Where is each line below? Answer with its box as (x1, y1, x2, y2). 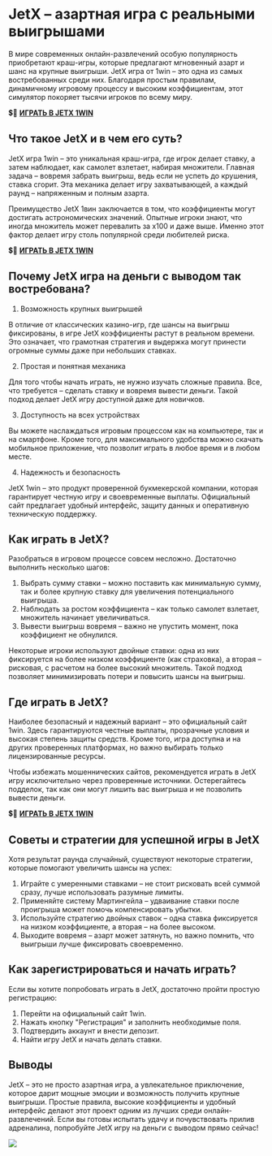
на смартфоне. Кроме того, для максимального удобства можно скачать (8, 434, 264, 444)
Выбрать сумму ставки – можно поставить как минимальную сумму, (19, 578, 261, 588)
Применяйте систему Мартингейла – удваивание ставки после (19, 896, 240, 906)
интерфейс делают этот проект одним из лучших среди (8, 1106, 202, 1115)
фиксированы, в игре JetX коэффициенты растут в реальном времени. (8, 328, 255, 338)
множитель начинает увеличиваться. (19, 613, 150, 622)
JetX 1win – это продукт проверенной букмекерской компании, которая (8, 483, 258, 492)
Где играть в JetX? (8, 695, 109, 709)
